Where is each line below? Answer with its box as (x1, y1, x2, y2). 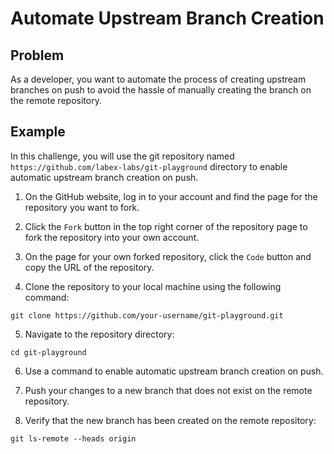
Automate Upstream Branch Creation (10, 7, 325, 30)
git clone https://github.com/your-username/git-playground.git (10, 310, 284, 321)
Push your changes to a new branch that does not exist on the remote (24, 384, 313, 396)
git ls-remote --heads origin (10, 433, 137, 444)
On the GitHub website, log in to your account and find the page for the (24, 190, 318, 202)
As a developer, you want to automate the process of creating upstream (10, 73, 307, 85)
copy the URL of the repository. (24, 261, 155, 273)
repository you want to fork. (24, 201, 140, 213)
